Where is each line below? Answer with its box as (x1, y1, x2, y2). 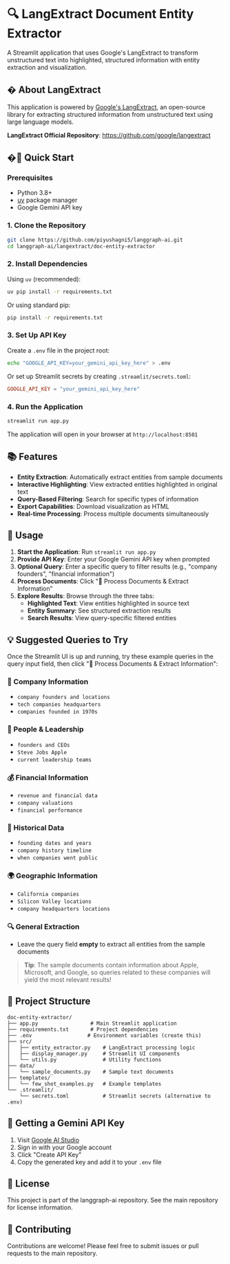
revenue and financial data (17, 792, 98, 799)
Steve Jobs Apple (17, 749, 67, 756)
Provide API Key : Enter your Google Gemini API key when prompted (17, 555, 210, 564)
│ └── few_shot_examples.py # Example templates (7, 1080, 162, 1087)
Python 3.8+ (17, 189, 53, 197)
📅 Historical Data (7, 823, 64, 833)
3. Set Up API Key (7, 331, 67, 340)
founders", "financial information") (17, 570, 115, 578)
